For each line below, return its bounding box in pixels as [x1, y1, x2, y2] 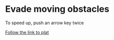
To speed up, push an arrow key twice [5, 20, 84, 26]
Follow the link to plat [5, 29, 49, 35]
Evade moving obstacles [5, 3, 109, 15]
